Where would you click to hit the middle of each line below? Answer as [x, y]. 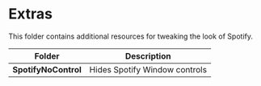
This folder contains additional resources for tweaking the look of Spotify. [130, 36]
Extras [30, 14]
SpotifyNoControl [47, 69]
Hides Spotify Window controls [148, 69]
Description [148, 55]
